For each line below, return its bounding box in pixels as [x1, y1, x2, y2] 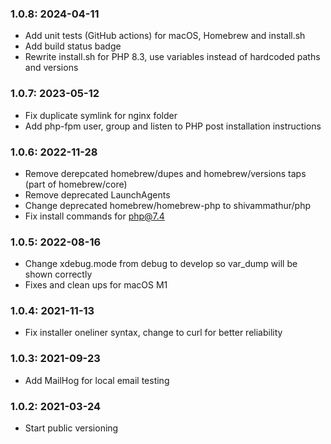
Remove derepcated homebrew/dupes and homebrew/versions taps [24, 167, 307, 179]
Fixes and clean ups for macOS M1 [24, 279, 168, 291]
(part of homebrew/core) [24, 178, 128, 190]
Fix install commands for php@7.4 [24, 210, 165, 222]
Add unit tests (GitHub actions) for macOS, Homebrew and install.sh [24, 30, 306, 42]
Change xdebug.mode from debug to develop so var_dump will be [24, 258, 298, 270]
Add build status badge [24, 40, 122, 52]
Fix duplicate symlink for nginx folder [24, 109, 178, 121]
